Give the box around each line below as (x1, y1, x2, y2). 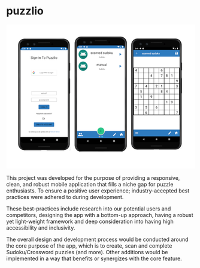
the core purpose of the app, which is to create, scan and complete (6, 242, 172, 249)
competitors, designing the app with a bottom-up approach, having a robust (6, 212, 193, 219)
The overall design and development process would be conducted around (6, 236, 189, 243)
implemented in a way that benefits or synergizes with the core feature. (6, 255, 183, 262)
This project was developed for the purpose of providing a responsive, (6, 174, 180, 182)
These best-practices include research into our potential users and (6, 205, 171, 212)
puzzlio (6, 4, 44, 18)
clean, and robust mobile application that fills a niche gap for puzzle (6, 181, 174, 188)
